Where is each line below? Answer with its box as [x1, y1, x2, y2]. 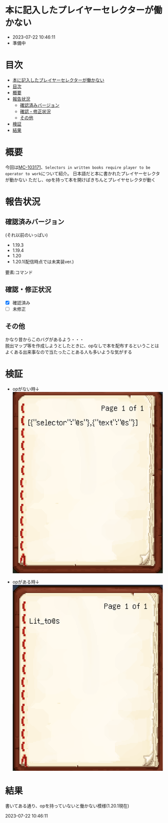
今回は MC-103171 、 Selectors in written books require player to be [5, 164, 151, 170]
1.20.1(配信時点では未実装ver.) [12, 258, 74, 264]
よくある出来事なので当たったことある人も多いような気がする [5, 349, 132, 355]
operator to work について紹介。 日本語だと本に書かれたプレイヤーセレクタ [5, 170, 160, 176]
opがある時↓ [12, 579, 39, 585]
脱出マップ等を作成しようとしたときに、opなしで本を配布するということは [5, 342, 159, 349]
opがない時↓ [12, 386, 39, 392]
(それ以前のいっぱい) [5, 232, 48, 238]
